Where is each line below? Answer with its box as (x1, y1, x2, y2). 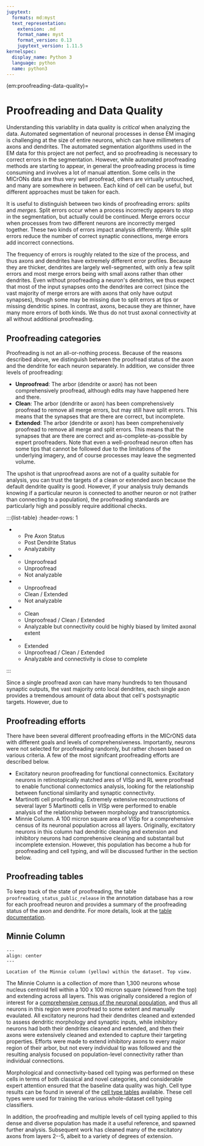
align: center (6, 952, 43, 959)
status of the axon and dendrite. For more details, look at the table (6, 907, 172, 914)
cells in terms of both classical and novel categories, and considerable (6, 1075, 183, 1083)
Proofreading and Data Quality (6, 104, 163, 118)
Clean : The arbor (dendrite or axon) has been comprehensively (15, 400, 175, 407)
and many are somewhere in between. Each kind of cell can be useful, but (6, 182, 192, 189)
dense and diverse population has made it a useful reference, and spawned (6, 1119, 196, 1127)
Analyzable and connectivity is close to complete (24, 655, 148, 663)
